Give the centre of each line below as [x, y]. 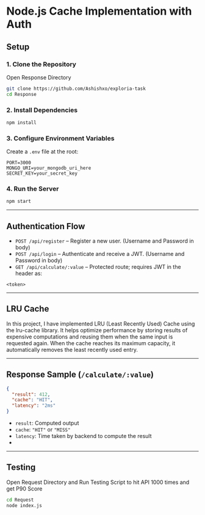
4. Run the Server [33, 189]
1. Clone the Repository [41, 64]
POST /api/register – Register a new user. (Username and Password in [104, 241]
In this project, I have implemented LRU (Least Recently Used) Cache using [101, 323]
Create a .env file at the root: [42, 152]
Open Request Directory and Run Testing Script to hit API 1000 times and [98, 482]
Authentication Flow [46, 226]
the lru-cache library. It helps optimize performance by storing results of [97, 330]
